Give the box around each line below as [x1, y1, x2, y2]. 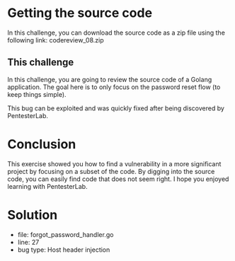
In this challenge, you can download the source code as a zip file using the [7, 28, 225, 37]
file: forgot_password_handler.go [17, 230, 114, 238]
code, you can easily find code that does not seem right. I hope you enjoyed [7, 175, 229, 183]
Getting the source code [7, 5, 153, 21]
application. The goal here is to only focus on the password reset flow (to [7, 83, 221, 91]
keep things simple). [7, 90, 67, 98]
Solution [7, 207, 58, 223]
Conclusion [7, 136, 76, 152]
